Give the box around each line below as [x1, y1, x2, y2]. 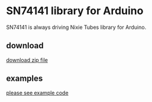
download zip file [6, 56, 48, 63]
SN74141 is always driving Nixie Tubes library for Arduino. [6, 24, 147, 31]
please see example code [6, 89, 69, 96]
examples [6, 74, 43, 84]
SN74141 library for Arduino [6, 4, 144, 18]
